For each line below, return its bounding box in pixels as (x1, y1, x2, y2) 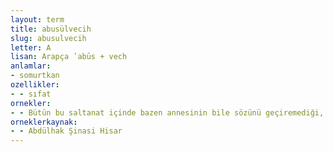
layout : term (10, 14, 65, 25)
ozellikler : (10, 80, 60, 90)
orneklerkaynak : (10, 117, 78, 127)
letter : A (10, 42, 52, 53)
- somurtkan (10, 71, 60, 81)
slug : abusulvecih (10, 33, 87, 43)
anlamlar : (10, 61, 52, 71)
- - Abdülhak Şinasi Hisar (10, 126, 123, 136)
